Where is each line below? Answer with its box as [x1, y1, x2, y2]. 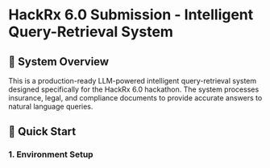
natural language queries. [8, 102, 93, 111]
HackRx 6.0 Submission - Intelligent [8, 6, 254, 24]
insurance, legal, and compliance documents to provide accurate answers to [8, 93, 263, 102]
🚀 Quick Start [8, 125, 77, 138]
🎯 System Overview [8, 55, 110, 68]
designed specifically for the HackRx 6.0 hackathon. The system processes [8, 84, 260, 94]
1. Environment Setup [8, 149, 94, 160]
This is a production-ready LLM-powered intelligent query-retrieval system [8, 76, 257, 85]
